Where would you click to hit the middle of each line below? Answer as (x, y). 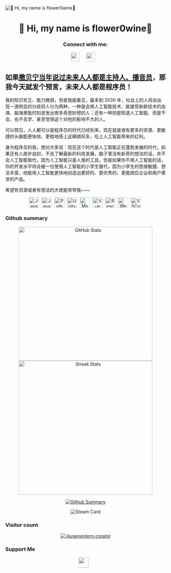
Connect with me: (85, 44)
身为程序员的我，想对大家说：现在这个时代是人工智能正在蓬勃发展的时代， (83, 147)
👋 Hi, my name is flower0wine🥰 (85, 29)
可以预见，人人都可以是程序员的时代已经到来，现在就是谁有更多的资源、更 (83, 130)
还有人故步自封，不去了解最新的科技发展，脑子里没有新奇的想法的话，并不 (88, 154)
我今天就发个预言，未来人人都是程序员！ (69, 87)
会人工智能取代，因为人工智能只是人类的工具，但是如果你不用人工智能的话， (85, 160)
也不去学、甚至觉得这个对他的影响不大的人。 (61, 119)
